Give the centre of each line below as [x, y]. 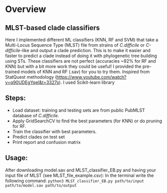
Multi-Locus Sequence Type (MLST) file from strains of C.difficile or [75, 45]
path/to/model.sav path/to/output [41, 185]
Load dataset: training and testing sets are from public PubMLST [79, 110]
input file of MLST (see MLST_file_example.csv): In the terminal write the [80, 175]
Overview [26, 9]
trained [12, 72]
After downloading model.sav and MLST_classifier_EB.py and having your [81, 170]
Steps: [15, 98]
